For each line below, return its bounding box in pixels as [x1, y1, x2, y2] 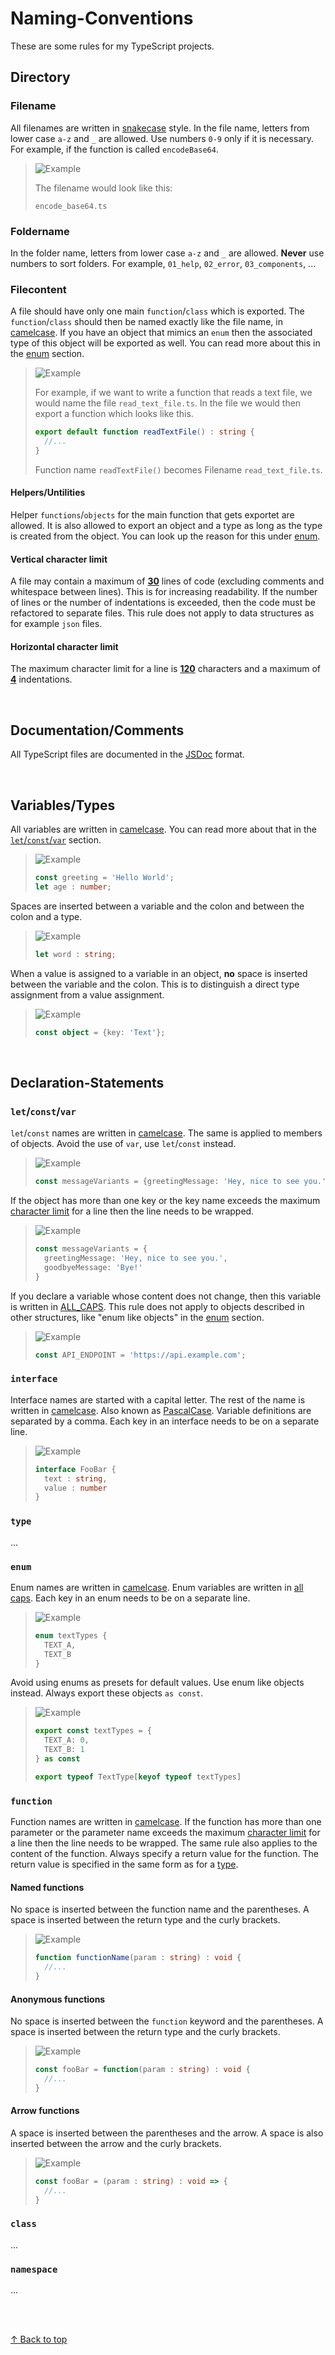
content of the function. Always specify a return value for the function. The [10, 1848, 319, 1860]
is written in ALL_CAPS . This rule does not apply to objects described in [10, 1300, 305, 1312]
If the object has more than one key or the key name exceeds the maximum [10, 1195, 321, 1207]
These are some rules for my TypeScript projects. [10, 40, 215, 52]
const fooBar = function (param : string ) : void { [34, 2065, 251, 2075]
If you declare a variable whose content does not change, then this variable [10, 1290, 322, 1302]
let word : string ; [34, 949, 117, 959]
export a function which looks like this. [34, 408, 194, 420]
